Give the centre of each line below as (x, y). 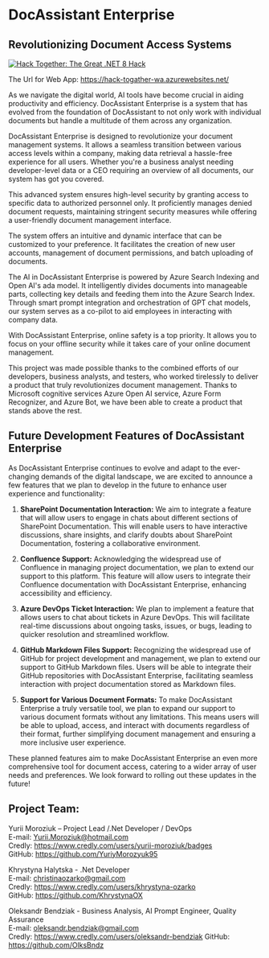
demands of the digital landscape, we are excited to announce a (147, 476)
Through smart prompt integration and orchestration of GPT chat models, (130, 302)
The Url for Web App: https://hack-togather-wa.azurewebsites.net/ (119, 79)
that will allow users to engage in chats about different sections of (129, 517)
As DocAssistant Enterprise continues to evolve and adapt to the (115, 467)
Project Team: (44, 809)
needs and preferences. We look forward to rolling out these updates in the (132, 775)
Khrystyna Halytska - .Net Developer (69, 870)
